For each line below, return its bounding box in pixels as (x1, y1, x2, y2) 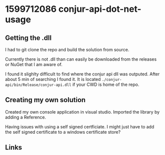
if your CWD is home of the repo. (72, 81, 139, 87)
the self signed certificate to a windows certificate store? (5, 129, 121, 135)
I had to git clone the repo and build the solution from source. (5, 47, 130, 52)
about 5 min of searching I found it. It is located (5, 77, 101, 82)
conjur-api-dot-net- (58, 3, 142, 15)
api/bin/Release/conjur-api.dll (5, 82, 71, 87)
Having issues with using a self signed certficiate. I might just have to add (5, 123, 154, 129)
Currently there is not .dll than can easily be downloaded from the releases (5, 56, 157, 62)
